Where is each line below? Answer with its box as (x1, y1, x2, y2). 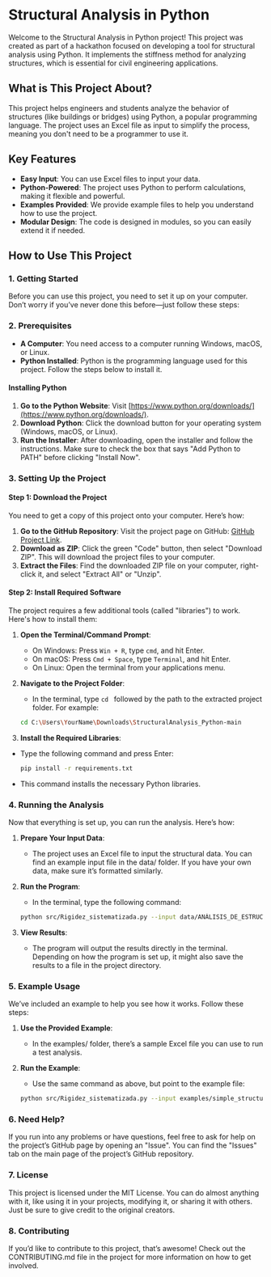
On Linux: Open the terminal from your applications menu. (32, 663, 226, 673)
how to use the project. (19, 208, 98, 218)
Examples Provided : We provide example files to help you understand (19, 200, 254, 209)
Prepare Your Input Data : (19, 833, 105, 843)
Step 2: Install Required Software (8, 588, 121, 598)
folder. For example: (32, 703, 100, 712)
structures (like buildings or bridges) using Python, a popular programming (8, 112, 257, 121)
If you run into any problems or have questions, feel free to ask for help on (8, 1132, 256, 1142)
